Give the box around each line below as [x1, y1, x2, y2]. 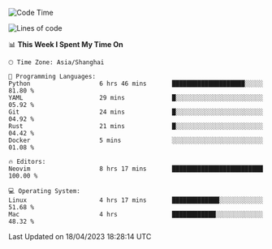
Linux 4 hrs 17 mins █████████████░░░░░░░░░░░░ [8, 196, 264, 204]
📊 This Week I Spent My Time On [8, 40, 123, 49]
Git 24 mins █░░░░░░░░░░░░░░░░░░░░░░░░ [8, 108, 264, 116]
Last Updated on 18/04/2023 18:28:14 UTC [8, 232, 152, 241]
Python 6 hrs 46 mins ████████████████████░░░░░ [8, 79, 264, 88]
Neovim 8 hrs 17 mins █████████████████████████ [8, 165, 264, 173]
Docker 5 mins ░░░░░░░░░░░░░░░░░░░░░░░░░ [8, 136, 264, 144]
